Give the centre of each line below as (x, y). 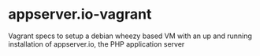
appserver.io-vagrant (80, 14)
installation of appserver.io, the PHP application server (97, 44)
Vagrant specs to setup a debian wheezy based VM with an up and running (130, 36)
